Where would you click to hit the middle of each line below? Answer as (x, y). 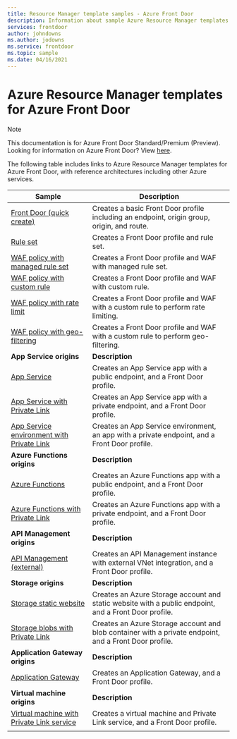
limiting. (105, 316)
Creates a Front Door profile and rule (153, 237)
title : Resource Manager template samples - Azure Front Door (101, 14)
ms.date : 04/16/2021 (38, 60)
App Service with (39, 401)
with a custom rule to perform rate (149, 307)
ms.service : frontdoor (41, 47)
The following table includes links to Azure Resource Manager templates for (117, 164)
